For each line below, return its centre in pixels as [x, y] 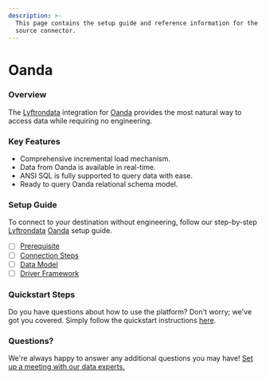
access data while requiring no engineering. [80, 120]
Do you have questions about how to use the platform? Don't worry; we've [130, 312]
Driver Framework [49, 273]
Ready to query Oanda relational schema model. [99, 184]
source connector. [46, 30]
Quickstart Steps [42, 294]
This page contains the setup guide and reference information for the [137, 23]
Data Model [39, 264]
